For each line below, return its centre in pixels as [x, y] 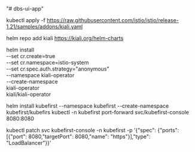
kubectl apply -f [26, 20]
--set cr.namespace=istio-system [48, 63]
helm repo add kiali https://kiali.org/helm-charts [65, 38]
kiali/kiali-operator [29, 94]
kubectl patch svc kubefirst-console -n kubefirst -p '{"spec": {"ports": [93, 130]
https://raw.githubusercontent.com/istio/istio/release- [113, 20]
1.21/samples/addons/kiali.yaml [45, 27]
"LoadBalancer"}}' [29, 143]
